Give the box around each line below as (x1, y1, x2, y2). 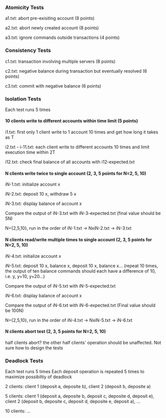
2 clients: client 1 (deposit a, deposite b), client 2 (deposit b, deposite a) (5, 384, 151, 389)
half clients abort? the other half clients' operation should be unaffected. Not (5, 339, 162, 345)
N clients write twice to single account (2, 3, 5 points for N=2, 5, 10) (5, 170, 146, 176)
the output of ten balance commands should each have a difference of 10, (5, 268, 156, 274)
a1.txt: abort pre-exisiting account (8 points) (5, 15, 95, 21)
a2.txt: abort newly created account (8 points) (5, 25, 99, 31)
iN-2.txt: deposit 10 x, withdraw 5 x (5, 191, 77, 197)
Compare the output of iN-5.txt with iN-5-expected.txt (5, 283, 116, 289)
